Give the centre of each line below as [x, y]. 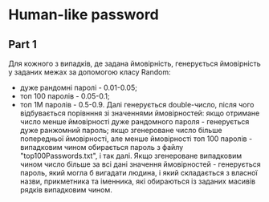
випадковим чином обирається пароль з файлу [102, 147]
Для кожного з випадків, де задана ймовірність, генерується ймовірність [134, 63]
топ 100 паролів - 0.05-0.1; [65, 96]
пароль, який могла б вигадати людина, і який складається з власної [139, 173]
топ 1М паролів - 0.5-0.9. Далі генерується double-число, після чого [137, 105]
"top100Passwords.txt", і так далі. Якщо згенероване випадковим [131, 156]
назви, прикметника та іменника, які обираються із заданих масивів [138, 181]
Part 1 [23, 44]
